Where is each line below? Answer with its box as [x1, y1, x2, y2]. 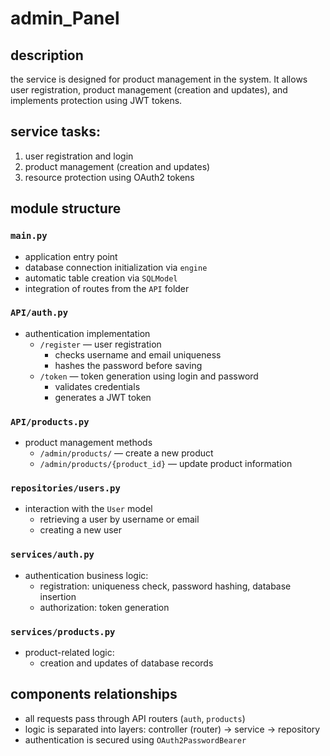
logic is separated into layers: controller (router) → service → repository [24, 723, 321, 735]
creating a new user [39, 524, 123, 536]
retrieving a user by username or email [39, 513, 200, 526]
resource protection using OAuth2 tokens [24, 171, 195, 183]
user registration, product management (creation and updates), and [10, 84, 288, 96]
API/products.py [10, 416, 90, 427]
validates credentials [54, 380, 141, 392]
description [10, 47, 84, 64]
